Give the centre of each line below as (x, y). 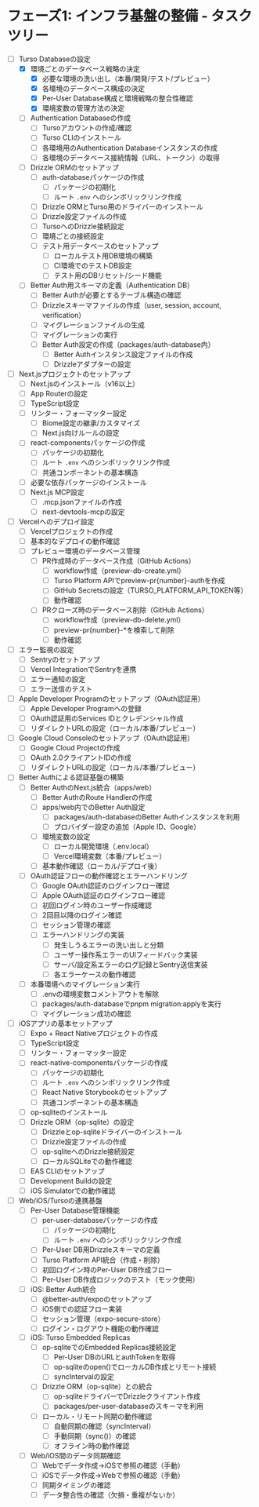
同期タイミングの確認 (76, 1485)
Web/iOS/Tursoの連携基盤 (61, 1201)
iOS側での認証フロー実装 (82, 1308)
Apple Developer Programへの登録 (86, 708)
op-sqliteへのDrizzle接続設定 (88, 1151)
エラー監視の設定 (46, 649)
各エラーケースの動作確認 (95, 974)
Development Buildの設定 (71, 1181)
